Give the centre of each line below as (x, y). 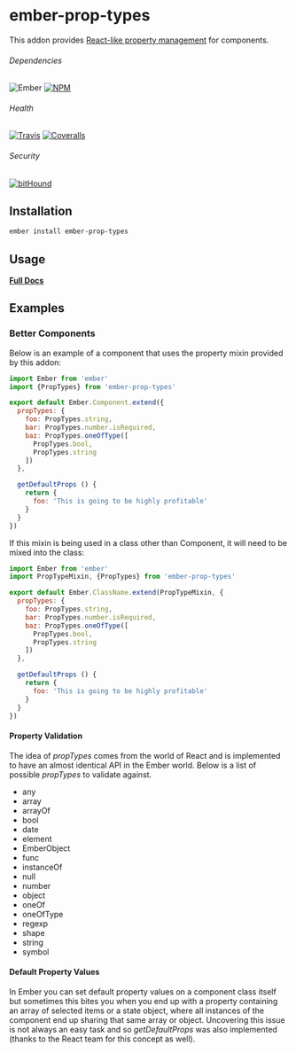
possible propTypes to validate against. (81, 774)
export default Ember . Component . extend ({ (87, 403)
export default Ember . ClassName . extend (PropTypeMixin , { (117, 593)
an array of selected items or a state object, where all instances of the (136, 1010)
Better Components (52, 333)
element (37, 838)
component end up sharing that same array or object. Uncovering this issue (147, 1019)
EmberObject (46, 848)
